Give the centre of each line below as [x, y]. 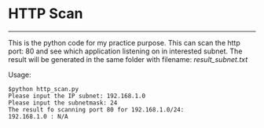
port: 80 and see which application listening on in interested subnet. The [125, 51]
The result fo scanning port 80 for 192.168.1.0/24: [96, 110]
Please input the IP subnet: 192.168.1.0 [77, 96]
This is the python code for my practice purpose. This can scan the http [125, 42]
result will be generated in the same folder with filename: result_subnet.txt [128, 59]
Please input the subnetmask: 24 [63, 103]
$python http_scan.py [44, 89]
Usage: [20, 75]
